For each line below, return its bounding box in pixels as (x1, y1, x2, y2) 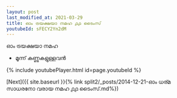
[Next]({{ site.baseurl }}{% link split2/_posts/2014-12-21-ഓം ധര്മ (6, 78, 171, 85)
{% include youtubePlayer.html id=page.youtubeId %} (6, 67, 142, 74)
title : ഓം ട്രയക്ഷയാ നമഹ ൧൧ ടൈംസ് (6, 20, 102, 26)
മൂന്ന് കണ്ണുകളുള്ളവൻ (15, 54, 66, 62)
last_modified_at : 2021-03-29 (6, 15, 83, 21)
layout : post (6, 8, 40, 15)
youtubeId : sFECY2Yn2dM (6, 25, 67, 32)
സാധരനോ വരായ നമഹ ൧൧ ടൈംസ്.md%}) (6, 85, 119, 93)
